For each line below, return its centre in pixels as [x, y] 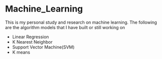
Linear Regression [30, 37]
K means [21, 52]
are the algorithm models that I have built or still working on [65, 27]
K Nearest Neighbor [32, 42]
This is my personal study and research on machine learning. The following [81, 22]
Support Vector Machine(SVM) [43, 47]
